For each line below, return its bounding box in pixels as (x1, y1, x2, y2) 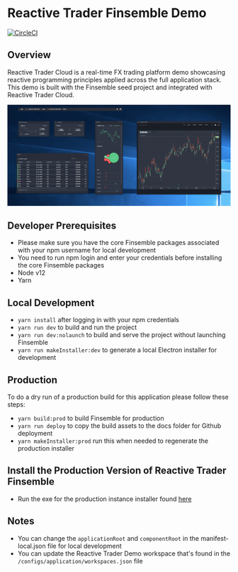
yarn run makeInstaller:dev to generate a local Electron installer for (17, 346, 217, 354)
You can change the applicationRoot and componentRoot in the (17, 534, 200, 542)
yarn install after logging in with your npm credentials (17, 316, 179, 324)
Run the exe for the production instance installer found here (17, 495, 192, 503)
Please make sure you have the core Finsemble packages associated (17, 238, 220, 247)
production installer (17, 444, 74, 453)
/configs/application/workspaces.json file (17, 556, 143, 565)
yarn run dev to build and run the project (17, 323, 137, 331)
